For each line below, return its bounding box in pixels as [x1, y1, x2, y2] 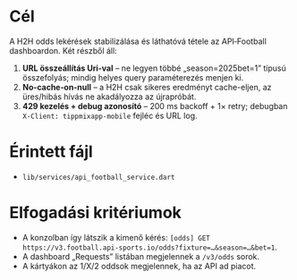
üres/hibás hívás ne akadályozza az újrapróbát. [21, 91, 197, 102]
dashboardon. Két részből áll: [9, 45, 118, 55]
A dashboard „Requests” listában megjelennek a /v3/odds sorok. [21, 250, 260, 261]
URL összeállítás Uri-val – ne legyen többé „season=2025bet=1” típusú [21, 63, 286, 73]
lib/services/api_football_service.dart [21, 173, 175, 182]
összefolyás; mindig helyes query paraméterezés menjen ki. [21, 72, 244, 82]
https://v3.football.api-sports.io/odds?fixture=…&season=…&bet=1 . [21, 242, 277, 252]
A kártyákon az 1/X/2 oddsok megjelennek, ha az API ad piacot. [21, 260, 257, 271]
